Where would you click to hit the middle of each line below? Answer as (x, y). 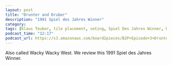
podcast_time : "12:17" (29, 34)
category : (16, 24)
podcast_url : (19, 39)
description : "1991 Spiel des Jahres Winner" (55, 19)
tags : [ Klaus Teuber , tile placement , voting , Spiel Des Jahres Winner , (84, 29)
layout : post (19, 10)
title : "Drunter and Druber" (36, 15)
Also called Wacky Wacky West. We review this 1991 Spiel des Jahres (79, 53)
